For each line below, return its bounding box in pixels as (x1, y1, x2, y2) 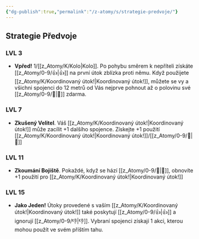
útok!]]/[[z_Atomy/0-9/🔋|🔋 (131, 132, 193, 139)
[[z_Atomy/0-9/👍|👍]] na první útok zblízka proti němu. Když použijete (14, 69, 189, 77)
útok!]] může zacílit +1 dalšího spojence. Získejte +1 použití (14, 125, 160, 132)
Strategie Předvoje (5, 31, 78, 41)
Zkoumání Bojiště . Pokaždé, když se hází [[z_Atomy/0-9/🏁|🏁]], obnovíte (14, 167, 194, 174)
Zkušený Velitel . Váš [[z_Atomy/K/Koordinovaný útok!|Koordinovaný (14, 119, 184, 126)
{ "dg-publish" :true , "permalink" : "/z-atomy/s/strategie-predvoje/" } (5, 8, 179, 15)
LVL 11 (5, 153, 24, 162)
